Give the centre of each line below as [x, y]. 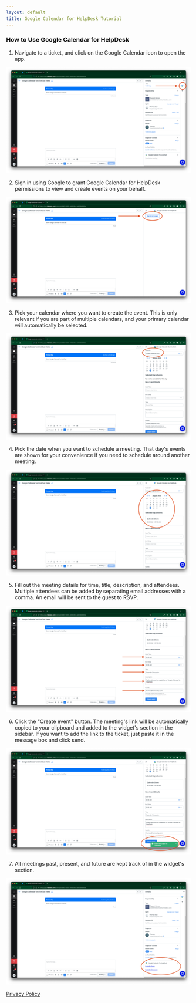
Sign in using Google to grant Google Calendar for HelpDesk [87, 183]
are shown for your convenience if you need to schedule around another [102, 455]
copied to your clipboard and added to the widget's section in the [94, 727]
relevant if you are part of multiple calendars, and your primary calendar [102, 319]
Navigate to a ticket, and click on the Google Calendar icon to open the [100, 52]
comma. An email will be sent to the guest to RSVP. [76, 597]
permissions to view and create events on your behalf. [80, 189]
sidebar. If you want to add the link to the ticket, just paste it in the [94, 734]
